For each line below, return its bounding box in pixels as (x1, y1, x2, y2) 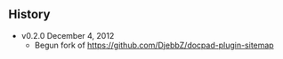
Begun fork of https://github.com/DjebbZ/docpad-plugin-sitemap (34, 40, 274, 50)
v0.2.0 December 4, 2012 (20, 30, 115, 41)
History (8, 7, 51, 22)
